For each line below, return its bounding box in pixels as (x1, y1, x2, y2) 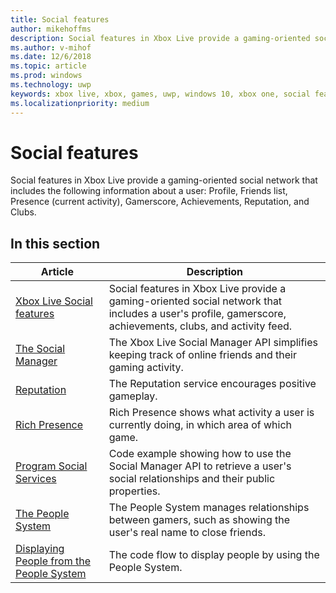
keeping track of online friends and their (108, 348, 297, 362)
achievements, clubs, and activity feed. (108, 319, 293, 333)
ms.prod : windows (10, 71, 83, 81)
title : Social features (10, 14, 110, 25)
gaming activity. (108, 361, 184, 375)
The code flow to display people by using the (108, 548, 320, 562)
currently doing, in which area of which (108, 418, 293, 432)
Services (15, 472, 57, 486)
